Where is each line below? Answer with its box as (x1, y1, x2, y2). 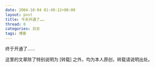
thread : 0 (5, 21, 26, 27)
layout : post (5, 12, 33, 17)
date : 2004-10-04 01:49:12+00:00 (5, 7, 76, 13)
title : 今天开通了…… (5, 17, 44, 22)
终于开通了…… (5, 46, 35, 51)
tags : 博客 (5, 31, 27, 36)
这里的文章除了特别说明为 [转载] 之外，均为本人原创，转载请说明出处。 (5, 56, 153, 62)
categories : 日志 (5, 26, 40, 31)
